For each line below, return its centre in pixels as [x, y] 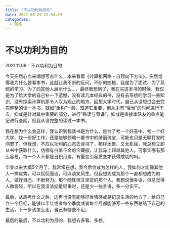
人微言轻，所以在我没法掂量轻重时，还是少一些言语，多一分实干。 [74, 186]
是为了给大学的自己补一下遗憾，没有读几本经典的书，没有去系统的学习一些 [83, 95]
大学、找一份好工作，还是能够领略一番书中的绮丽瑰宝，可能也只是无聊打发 [83, 138]
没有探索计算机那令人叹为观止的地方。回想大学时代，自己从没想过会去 [87, 102]
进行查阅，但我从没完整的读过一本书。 [49, 121]
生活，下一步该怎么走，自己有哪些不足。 [47, 210]
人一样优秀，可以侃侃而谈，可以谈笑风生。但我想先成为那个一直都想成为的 [83, 174]
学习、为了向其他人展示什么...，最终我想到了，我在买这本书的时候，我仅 [89, 89]
